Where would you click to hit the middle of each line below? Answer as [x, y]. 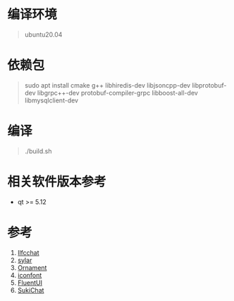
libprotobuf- [209, 85]
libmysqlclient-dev [51, 100]
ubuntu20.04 [43, 34]
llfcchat [29, 252]
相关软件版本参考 [57, 182]
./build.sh [38, 151]
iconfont [30, 275]
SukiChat [31, 290]
